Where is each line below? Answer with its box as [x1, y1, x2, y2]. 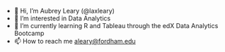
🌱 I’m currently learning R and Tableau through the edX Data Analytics [13, 22, 219, 30]
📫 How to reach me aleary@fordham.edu [13, 37, 136, 45]
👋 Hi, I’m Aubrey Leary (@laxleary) [13, 7, 115, 15]
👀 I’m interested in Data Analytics [13, 14, 111, 22]
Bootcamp [13, 29, 45, 37]
